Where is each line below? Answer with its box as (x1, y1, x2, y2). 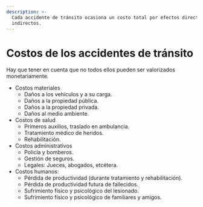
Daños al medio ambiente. (24, 110, 89, 117)
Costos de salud (14, 116, 56, 124)
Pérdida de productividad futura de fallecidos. (24, 181, 139, 188)
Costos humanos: (14, 168, 59, 176)
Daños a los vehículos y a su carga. (24, 91, 113, 98)
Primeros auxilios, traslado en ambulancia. (24, 123, 130, 130)
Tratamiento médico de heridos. (24, 130, 104, 137)
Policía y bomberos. (24, 149, 74, 156)
